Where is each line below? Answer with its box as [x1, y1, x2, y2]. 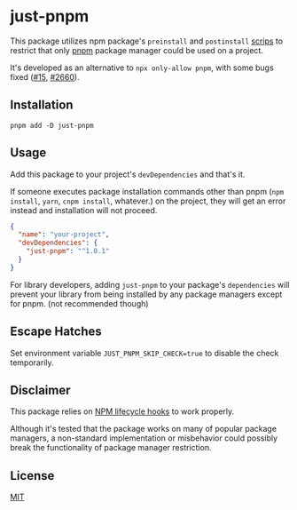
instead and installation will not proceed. [10, 204, 158, 215]
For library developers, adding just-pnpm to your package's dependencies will [10, 279, 290, 290]
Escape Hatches [10, 324, 103, 339]
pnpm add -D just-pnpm [10, 121, 94, 130]
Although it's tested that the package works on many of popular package [10, 424, 277, 434]
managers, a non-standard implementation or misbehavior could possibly [10, 433, 278, 443]
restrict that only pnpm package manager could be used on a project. [10, 44, 264, 55]
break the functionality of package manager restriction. [10, 442, 212, 453]
